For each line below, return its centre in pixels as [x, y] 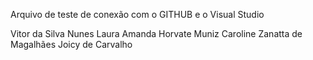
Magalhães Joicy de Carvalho [71, 44]
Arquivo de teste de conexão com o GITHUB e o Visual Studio [137, 14]
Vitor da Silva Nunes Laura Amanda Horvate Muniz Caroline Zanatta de [156, 33]
